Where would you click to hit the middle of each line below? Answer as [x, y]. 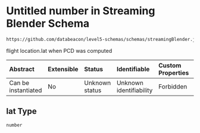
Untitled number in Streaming [81, 11]
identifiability [135, 90]
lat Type [21, 111]
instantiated [26, 90]
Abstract [22, 69]
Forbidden [173, 86]
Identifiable [133, 69]
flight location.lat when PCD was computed [59, 50]
